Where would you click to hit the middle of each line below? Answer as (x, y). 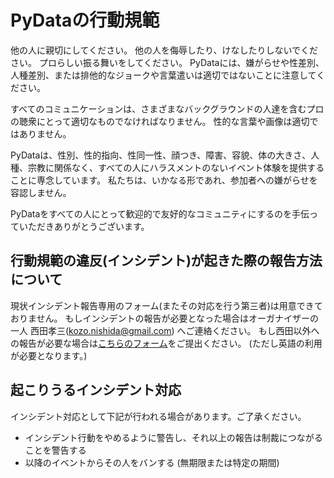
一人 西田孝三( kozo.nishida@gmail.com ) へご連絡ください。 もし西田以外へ (165, 330)
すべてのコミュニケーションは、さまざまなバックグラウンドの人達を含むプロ (167, 108)
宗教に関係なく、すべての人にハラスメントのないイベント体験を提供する (176, 167)
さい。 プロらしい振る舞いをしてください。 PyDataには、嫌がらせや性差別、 (167, 62)
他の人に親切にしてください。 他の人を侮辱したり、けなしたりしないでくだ (164, 50)
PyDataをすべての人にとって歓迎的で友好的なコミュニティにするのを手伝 (160, 213)
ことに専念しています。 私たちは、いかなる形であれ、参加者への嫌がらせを (164, 180)
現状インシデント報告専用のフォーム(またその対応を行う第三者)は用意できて (166, 305)
